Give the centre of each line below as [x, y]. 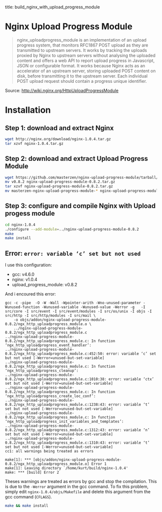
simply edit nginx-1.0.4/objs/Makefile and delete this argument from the [78, 492]
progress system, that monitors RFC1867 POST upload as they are [82, 45]
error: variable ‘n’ [129, 430]
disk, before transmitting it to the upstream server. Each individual [82, 76]
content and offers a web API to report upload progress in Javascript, [86, 61]
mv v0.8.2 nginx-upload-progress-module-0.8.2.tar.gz [60, 182]
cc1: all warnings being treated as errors [49, 451]
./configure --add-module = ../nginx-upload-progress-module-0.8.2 [72, 229]
